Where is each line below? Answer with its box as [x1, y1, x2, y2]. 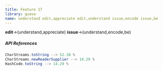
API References [5, 40, 38, 46]
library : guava [5, 12, 36, 16]
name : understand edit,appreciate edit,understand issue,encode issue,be [5, 16, 159, 21]
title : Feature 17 [5, 7, 42, 12]
